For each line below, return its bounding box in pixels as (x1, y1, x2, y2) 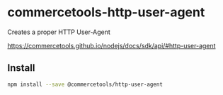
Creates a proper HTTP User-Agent (7, 28, 111, 36)
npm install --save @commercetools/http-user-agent (7, 81, 163, 88)
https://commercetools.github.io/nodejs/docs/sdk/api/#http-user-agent (7, 41, 216, 50)
